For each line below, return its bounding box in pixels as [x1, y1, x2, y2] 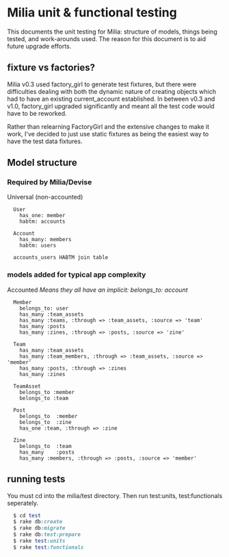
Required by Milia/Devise [7, 177, 92, 187]
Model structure [7, 157, 77, 169]
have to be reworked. [7, 109, 67, 117]
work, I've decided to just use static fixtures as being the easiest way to [7, 129, 209, 138]
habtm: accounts [19, 218, 66, 225]
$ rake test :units [13, 538, 66, 545]
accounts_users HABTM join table [13, 254, 109, 261]
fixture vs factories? [7, 62, 96, 73]
